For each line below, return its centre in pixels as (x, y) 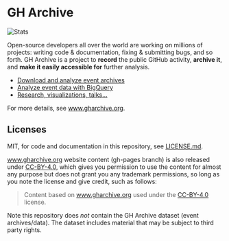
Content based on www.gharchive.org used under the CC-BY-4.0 (116, 194)
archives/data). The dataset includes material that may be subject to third (110, 222)
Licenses (27, 129)
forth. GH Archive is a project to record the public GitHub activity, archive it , (115, 59)
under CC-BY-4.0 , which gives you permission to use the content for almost (114, 167)
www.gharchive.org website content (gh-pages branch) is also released (109, 159)
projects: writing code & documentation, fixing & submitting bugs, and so (110, 52)
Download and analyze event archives (71, 80)
